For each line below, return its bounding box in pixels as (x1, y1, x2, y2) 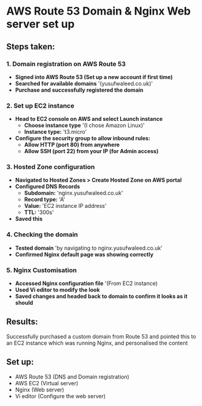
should (15, 299, 33, 306)
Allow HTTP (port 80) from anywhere (24, 141, 120, 148)
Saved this (15, 215, 42, 222)
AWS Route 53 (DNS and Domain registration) (15, 373, 129, 380)
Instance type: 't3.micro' (24, 128, 87, 136)
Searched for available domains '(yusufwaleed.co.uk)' (15, 80, 153, 87)
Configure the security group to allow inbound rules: (15, 135, 150, 142)
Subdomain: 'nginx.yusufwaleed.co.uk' (24, 190, 123, 197)
